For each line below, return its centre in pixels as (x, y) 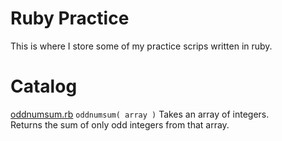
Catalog (44, 86)
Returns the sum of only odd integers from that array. (120, 124)
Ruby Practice (70, 18)
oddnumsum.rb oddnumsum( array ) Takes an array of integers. (140, 114)
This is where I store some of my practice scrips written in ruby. (141, 46)
